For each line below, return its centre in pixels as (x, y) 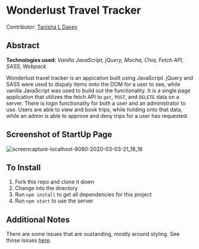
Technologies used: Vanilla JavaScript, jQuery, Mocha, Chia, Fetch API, (95, 60)
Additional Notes (38, 220)
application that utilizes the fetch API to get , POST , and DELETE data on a (93, 97)
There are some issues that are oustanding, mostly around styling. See (93, 234)
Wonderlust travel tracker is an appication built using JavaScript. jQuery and (100, 77)
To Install (24, 167)
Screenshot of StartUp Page (59, 135)
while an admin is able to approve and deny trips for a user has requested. (97, 116)
